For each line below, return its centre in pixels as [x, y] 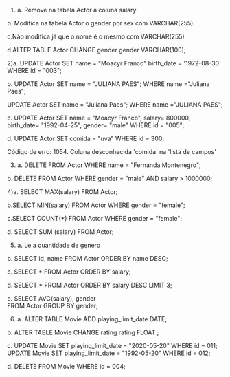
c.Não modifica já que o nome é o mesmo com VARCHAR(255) [96, 36]
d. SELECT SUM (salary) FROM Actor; [61, 232]
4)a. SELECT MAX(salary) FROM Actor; [62, 192]
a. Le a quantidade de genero [59, 245]
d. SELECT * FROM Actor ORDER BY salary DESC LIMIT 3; [90, 285]
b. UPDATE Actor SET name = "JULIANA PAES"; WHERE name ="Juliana [108, 84]
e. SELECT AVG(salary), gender [51, 298]
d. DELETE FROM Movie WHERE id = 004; [66, 366]
